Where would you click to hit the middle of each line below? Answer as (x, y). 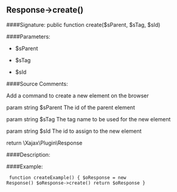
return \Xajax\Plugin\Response (44, 143)
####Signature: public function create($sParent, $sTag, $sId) (83, 24)
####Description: (28, 154)
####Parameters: (28, 37)
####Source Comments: (37, 84)
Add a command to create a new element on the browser (78, 95)
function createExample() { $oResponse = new (68, 177)
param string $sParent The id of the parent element (71, 107)
